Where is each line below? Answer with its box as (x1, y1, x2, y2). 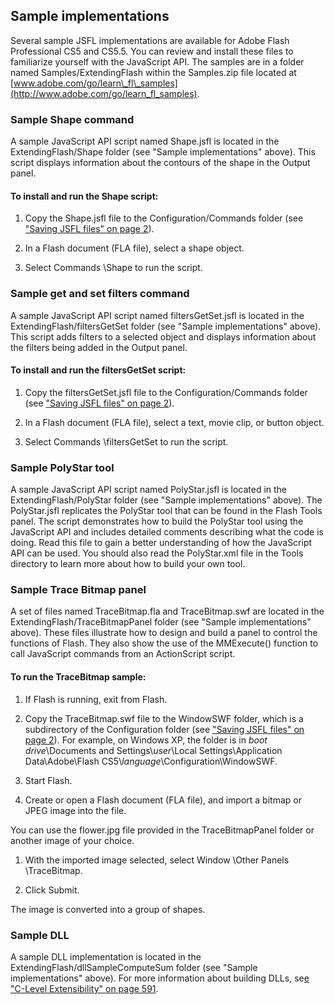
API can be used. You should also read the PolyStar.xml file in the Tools (10, 547, 304, 559)
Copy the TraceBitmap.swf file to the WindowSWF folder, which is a (24, 712, 304, 724)
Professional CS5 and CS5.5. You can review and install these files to (10, 45, 294, 57)
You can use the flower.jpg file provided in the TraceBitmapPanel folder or (10, 824, 315, 836)
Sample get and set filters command (10, 287, 190, 301)
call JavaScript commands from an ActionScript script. (10, 648, 236, 660)
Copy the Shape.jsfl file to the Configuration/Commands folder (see (24, 212, 304, 224)
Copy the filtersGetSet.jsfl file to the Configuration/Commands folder (24, 386, 308, 398)
